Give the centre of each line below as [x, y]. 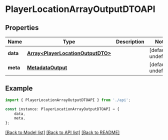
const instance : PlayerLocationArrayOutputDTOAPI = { [62, 109]
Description [130, 42]
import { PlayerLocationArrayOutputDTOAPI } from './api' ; [68, 100]
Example [19, 88]
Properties [22, 28]
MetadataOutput [47, 67]
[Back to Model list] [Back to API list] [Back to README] [62, 132]
